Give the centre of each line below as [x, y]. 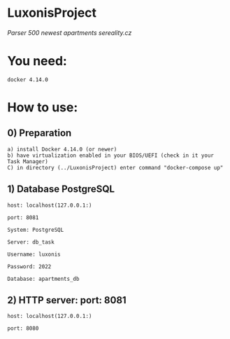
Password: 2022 [29, 267]
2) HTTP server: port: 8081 [67, 300]
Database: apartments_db [43, 279]
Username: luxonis [34, 254]
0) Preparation [39, 133]
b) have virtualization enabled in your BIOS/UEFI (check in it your [111, 155]
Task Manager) [28, 161]
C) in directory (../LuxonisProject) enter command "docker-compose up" [115, 167]
